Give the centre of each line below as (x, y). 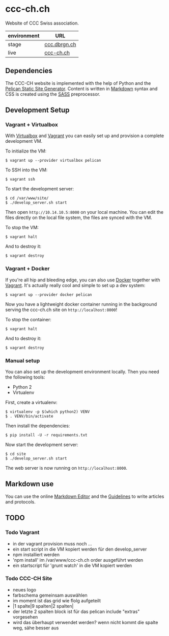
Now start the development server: (42, 445)
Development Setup (37, 110)
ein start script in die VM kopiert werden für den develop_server (80, 549)
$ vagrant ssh (20, 180)
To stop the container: (29, 319)
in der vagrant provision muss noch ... (52, 543)
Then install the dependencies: (38, 426)
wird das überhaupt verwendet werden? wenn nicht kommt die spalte (85, 622)
